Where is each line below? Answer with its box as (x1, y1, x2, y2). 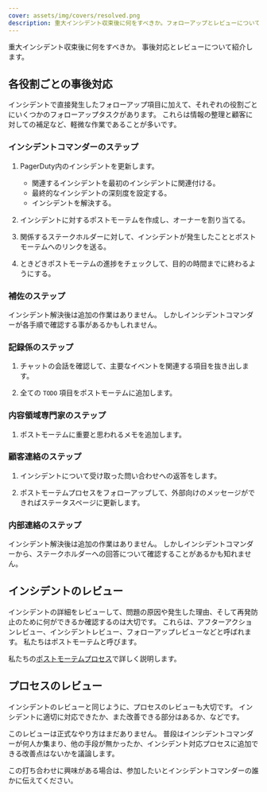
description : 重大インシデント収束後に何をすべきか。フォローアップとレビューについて (8, 19, 261, 27)
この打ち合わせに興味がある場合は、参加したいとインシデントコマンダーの (8, 765, 252, 775)
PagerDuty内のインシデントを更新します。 (19, 161, 159, 171)
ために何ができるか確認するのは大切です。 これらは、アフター (21, 617, 225, 627)
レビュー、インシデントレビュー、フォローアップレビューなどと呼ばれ (14, 627, 245, 636)
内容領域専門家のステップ (8, 410, 106, 421)
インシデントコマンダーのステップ (8, 142, 139, 153)
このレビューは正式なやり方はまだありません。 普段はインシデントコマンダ (8, 728, 254, 738)
